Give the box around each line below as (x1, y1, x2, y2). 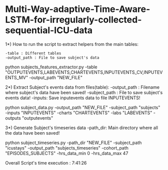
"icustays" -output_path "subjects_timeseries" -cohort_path (5, 145, 129, 151)
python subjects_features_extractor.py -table (5, 64, 97, 70)
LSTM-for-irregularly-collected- (5, 14, 142, 25)
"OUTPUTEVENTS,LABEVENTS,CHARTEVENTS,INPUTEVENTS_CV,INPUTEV (5, 69, 163, 75)
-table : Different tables (5, 51, 61, 56)
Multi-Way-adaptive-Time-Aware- (5, 3, 150, 15)
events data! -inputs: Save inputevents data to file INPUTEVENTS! (5, 95, 140, 101)
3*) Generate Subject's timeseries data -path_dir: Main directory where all (5, 125, 158, 131)
